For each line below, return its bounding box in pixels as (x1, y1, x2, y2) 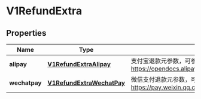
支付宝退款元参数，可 (130, 57, 191, 65)
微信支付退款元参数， (130, 76, 191, 83)
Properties (6, 28, 47, 38)
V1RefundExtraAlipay (47, 60, 111, 68)
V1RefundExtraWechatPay (47, 79, 126, 87)
